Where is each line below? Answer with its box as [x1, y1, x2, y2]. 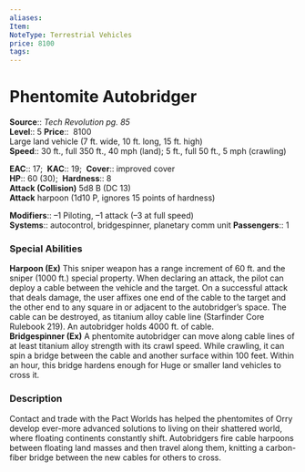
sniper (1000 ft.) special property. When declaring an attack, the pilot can [9, 272, 284, 283]
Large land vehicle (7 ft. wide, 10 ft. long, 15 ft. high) [9, 136, 203, 147]
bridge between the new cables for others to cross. [28, 452, 221, 463]
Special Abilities [9, 242, 83, 255]
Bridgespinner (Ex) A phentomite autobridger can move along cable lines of [9, 331, 295, 342]
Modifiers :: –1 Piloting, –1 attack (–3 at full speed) [9, 210, 194, 221]
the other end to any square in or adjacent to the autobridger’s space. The [9, 302, 287, 313]
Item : [9, 22, 30, 31]
